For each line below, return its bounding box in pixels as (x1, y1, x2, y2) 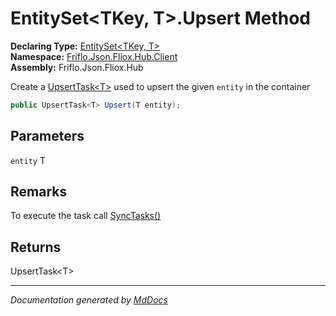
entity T (10, 154, 46, 166)
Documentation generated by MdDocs (10, 294, 168, 306)
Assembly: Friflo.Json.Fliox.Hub (10, 61, 144, 73)
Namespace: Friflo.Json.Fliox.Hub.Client (10, 50, 178, 62)
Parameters (10, 128, 85, 145)
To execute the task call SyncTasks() (10, 210, 162, 222)
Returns (10, 238, 62, 256)
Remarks (10, 183, 68, 201)
